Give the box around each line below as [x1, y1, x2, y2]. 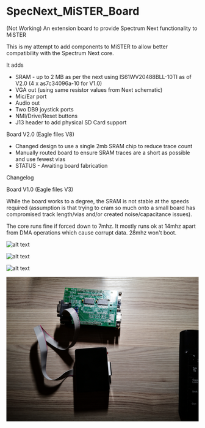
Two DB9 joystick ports [15, 105, 74, 113]
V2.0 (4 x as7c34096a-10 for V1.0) [15, 80, 103, 87]
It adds [6, 61, 24, 69]
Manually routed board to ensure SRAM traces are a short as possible [15, 149, 190, 156]
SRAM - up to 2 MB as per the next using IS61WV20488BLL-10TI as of [15, 73, 192, 80]
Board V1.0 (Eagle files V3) [6, 186, 74, 193]
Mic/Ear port [15, 92, 47, 100]
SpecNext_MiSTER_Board [6, 4, 140, 18]
